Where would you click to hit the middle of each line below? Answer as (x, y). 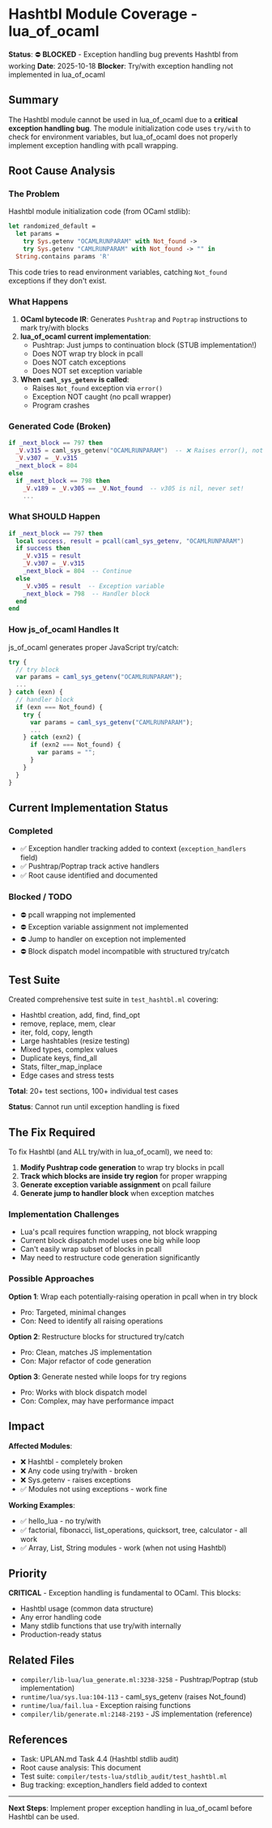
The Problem (34, 194)
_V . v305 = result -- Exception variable (93, 586)
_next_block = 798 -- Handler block (87, 594)
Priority (28, 1573)
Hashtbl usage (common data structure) (87, 1608)
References (38, 1739)
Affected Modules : (40, 1446)
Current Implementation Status (88, 807)
